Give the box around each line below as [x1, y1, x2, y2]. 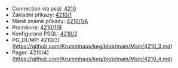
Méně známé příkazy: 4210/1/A [11, 18, 88, 24]
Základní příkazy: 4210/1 [11, 11, 72, 18]
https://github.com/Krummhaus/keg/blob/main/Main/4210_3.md [14, 43, 171, 50]
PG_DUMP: [11, 37, 40, 43]
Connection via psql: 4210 [11, 5, 76, 12]
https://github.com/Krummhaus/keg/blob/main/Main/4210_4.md [14, 56, 171, 62]
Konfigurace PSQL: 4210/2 [11, 30, 78, 37]
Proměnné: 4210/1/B [11, 24, 62, 31]
